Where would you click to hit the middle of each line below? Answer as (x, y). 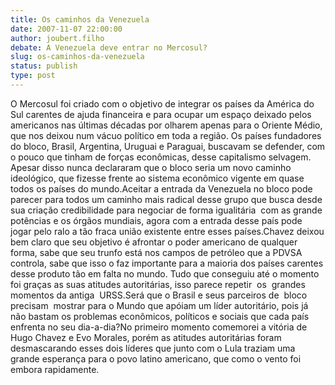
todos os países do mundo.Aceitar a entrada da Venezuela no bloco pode (161, 188)
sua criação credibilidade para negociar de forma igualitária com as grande (166, 210)
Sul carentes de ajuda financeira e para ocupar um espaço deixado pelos (161, 114)
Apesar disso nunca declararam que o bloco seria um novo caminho (151, 167)
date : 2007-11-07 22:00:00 (66, 29)
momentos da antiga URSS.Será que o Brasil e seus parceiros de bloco (159, 295)
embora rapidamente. (55, 369)
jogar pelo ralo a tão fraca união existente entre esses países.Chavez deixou (167, 231)
